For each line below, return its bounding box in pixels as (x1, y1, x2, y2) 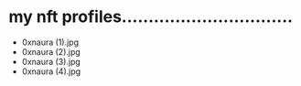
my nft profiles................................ (8, 6, 294, 27)
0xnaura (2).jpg (21, 46, 81, 57)
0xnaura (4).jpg (21, 66, 81, 77)
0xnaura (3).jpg (21, 56, 81, 67)
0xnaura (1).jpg (21, 37, 80, 48)
